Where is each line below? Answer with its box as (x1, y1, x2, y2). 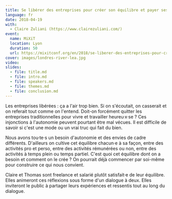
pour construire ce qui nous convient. (5, 162, 84, 168)
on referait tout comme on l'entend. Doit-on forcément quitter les (5, 108, 142, 114)
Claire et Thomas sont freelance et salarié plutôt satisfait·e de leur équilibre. (5, 171, 165, 177)
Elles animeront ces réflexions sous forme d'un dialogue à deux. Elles (5, 177, 152, 183)
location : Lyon (10, 41, 42, 46)
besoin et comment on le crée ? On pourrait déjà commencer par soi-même (5, 156, 165, 162)
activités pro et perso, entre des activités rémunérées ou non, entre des (5, 145, 157, 151)
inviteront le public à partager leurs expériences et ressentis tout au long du (5, 183, 165, 189)
